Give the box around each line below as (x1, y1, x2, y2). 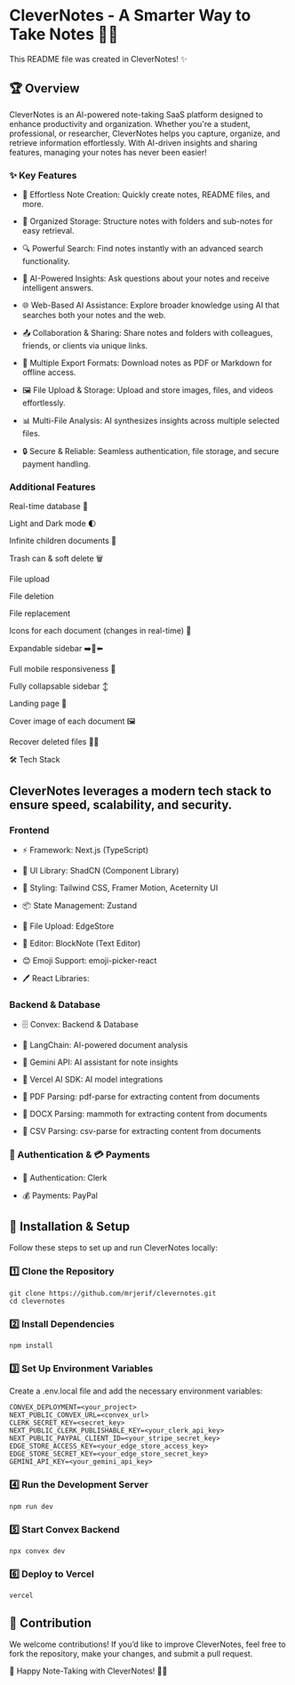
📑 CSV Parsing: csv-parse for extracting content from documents (21, 1126, 262, 1137)
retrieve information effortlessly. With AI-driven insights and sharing (9, 137, 258, 148)
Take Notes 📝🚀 (9, 24, 119, 44)
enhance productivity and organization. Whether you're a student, (9, 118, 251, 129)
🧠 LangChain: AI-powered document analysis (21, 1040, 188, 1050)
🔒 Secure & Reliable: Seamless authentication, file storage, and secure (21, 446, 280, 457)
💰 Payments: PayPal (21, 1190, 98, 1201)
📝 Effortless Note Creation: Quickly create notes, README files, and (21, 189, 271, 200)
